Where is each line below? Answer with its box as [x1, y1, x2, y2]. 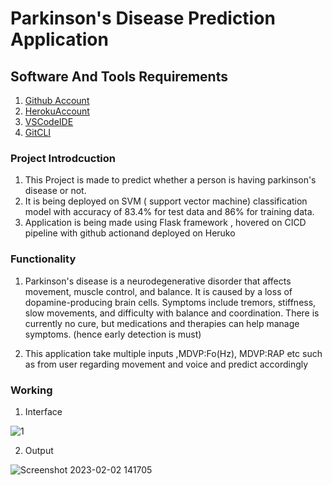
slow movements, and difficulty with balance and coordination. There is [24, 307, 320, 319]
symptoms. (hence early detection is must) [24, 328, 202, 340]
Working [10, 383, 53, 397]
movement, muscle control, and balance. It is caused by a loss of [24, 285, 293, 297]
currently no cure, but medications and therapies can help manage [24, 317, 300, 329]
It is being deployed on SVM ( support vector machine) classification [24, 195, 308, 207]
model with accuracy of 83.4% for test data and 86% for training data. [24, 206, 315, 218]
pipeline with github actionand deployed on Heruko [24, 227, 236, 239]
